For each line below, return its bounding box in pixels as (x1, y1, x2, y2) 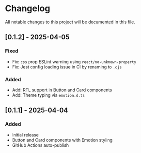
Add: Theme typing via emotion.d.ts (12, 92, 85, 98)
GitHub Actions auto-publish (12, 142, 69, 148)
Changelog (5, 3, 50, 14)
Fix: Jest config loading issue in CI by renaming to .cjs (12, 64, 122, 69)
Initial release (12, 132, 39, 137)
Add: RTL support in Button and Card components (12, 87, 112, 93)
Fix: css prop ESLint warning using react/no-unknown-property (12, 59, 137, 65)
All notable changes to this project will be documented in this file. (5, 19, 136, 25)
